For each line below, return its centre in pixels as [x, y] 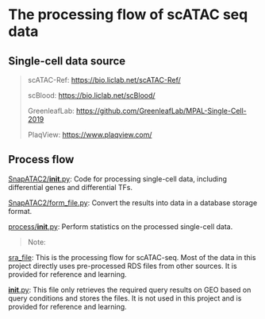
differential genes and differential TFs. [71, 187]
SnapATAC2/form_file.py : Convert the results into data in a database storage [133, 202]
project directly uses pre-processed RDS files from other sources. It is [123, 266]
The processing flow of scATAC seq [128, 15]
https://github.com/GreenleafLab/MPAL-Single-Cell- [161, 111]
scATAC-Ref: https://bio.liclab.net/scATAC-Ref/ [104, 80]
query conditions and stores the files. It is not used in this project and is [125, 298]
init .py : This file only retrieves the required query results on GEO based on [130, 290]
